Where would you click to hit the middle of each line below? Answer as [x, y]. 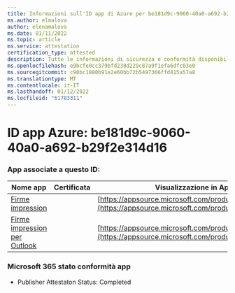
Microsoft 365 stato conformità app [69, 266]
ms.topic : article [34, 40]
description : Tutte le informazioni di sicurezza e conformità [101, 59]
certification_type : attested [51, 53]
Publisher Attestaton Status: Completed [74, 282]
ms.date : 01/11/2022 [37, 33]
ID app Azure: [48, 133]
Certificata [72, 187]
